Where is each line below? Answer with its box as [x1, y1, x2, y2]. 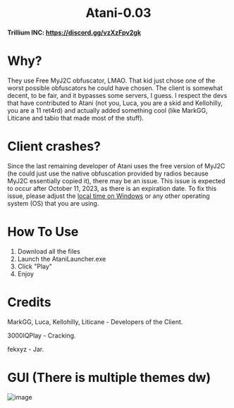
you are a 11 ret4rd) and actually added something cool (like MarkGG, [7, 106, 208, 114]
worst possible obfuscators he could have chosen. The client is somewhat [7, 83, 223, 92]
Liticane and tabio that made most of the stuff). [7, 113, 144, 122]
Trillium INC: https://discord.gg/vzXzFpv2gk [7, 28, 142, 37]
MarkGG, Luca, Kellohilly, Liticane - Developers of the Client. [7, 317, 183, 326]
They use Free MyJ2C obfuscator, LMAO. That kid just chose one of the [7, 76, 216, 85]
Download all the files [17, 247, 81, 255]
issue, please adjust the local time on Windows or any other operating [7, 192, 210, 200]
